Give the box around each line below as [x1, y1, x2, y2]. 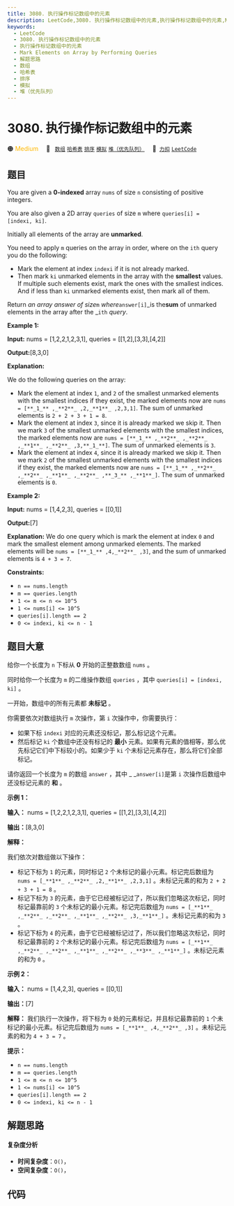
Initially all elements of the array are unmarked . [7, 230, 143, 238]
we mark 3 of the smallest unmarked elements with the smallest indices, [17, 426, 224, 434]
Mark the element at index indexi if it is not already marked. [17, 264, 189, 273]
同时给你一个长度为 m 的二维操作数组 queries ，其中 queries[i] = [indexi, [7, 675, 223, 683]
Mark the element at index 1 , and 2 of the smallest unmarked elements [17, 388, 219, 397]
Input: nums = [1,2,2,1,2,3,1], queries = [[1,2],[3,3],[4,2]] [7, 335, 166, 343]
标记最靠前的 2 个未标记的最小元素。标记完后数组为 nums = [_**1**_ [17, 937, 214, 945]
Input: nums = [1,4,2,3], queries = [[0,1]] [7, 504, 122, 514]
